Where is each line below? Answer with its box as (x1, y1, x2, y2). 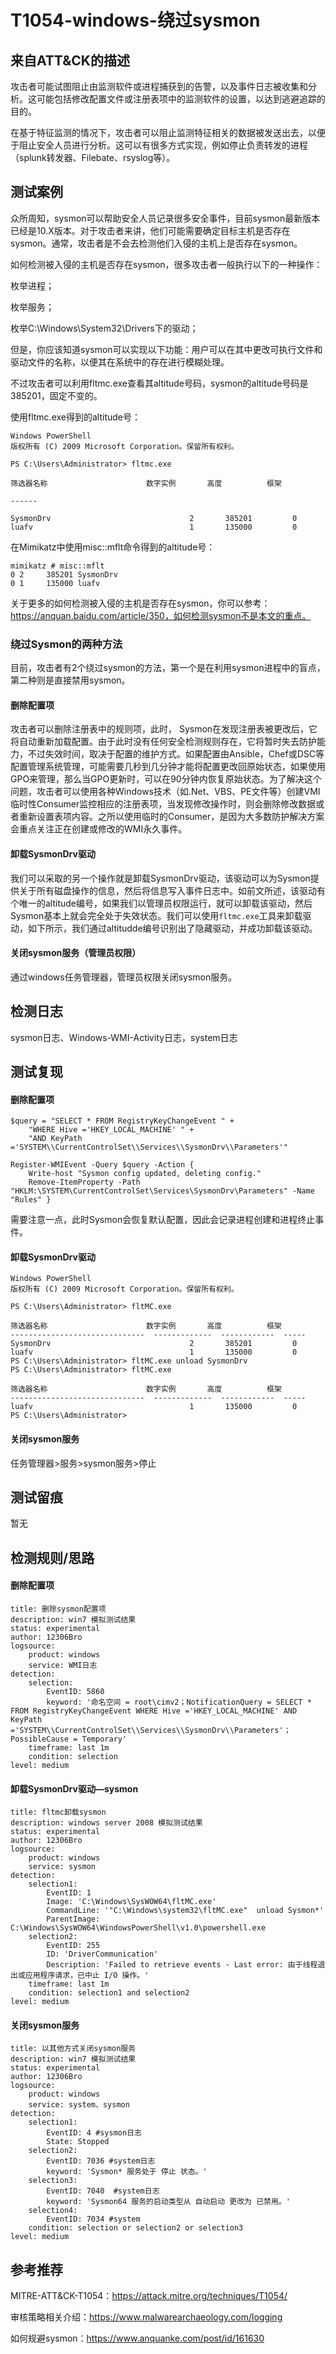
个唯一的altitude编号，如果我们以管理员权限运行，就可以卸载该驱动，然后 (10, 897, 313, 909)
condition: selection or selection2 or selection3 (28, 2223, 244, 2233)
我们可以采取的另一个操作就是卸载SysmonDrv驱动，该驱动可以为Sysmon (10, 872, 311, 884)
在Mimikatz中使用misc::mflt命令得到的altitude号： (10, 541, 216, 553)
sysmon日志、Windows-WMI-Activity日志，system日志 (10, 1031, 238, 1043)
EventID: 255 (46, 1941, 101, 1951)
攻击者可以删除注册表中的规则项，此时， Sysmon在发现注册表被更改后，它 (10, 723, 318, 735)
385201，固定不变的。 (10, 389, 103, 401)
